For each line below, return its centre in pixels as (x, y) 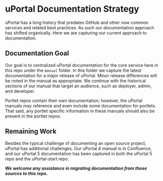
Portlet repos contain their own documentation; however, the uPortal (74, 101)
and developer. (20, 91)
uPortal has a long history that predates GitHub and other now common (77, 22)
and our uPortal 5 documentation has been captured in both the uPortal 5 (79, 153)
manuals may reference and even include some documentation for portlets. (81, 105)
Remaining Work (31, 131)
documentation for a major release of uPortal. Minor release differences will (81, 75)
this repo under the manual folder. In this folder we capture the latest (73, 70)
